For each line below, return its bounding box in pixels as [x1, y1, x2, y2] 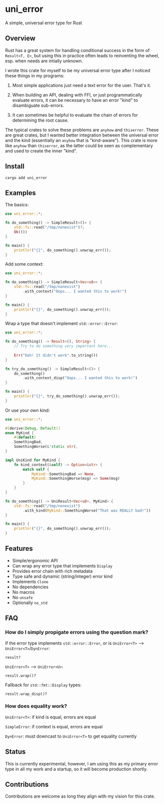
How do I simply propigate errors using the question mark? [5, 629, 149, 636]
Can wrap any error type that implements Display [12, 563, 113, 568]
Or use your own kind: [5, 407, 50, 413]
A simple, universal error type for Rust [5, 20, 82, 26]
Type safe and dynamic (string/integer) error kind [12, 573, 113, 579]
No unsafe [12, 594, 33, 600]
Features [5, 544, 33, 553]
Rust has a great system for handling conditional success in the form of [5, 47, 150, 53]
